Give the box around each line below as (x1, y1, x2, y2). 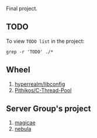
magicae (14, 119, 36, 126)
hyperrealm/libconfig (14, 80, 65, 87)
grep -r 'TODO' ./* (6, 49, 54, 55)
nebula (14, 126, 32, 133)
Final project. (6, 5, 38, 12)
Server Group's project (6, 104, 92, 114)
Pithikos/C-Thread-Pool (14, 86, 72, 93)
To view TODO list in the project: (6, 38, 85, 45)
